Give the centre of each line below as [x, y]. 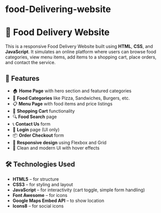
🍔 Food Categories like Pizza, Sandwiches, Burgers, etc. [71, 98]
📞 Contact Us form [31, 124]
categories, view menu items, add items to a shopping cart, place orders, [81, 57]
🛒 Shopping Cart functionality [44, 111]
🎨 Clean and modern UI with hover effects [56, 148]
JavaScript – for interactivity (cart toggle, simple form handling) [78, 190]
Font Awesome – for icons [40, 195]
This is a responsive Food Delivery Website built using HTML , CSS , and [79, 46]
